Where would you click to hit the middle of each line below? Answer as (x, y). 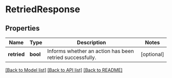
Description (91, 43)
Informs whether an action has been (91, 51)
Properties (23, 28)
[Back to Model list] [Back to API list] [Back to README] (64, 70)
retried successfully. (72, 57)
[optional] (152, 54)
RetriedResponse (43, 9)
